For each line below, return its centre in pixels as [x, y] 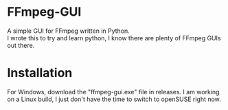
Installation [40, 73]
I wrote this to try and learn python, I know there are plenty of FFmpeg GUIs [114, 38]
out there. [21, 45]
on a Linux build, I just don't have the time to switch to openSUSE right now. [114, 99]
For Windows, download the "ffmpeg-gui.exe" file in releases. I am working [113, 92]
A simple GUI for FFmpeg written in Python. [69, 31]
